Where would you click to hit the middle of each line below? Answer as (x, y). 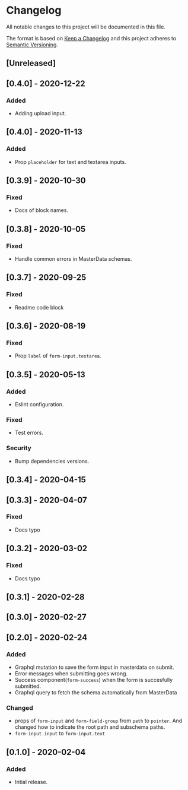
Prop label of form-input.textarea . (58, 356)
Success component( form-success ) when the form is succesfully (94, 680)
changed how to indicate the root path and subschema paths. (90, 727)
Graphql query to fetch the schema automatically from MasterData (96, 692)
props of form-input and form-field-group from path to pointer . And (98, 721)
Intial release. (31, 782)
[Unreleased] (31, 63)
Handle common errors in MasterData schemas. (73, 259)
